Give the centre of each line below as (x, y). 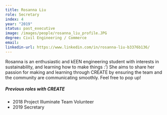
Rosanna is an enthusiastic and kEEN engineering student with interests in (82, 61)
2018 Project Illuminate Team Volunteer (53, 101)
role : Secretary (22, 15)
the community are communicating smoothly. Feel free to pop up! (73, 77)
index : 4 (14, 19)
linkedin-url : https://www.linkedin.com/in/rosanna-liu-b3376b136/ (78, 47)
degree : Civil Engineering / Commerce (46, 38)
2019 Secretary (28, 107)
